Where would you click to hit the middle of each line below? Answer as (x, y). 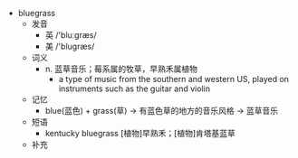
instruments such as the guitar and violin (135, 88)
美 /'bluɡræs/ (70, 46)
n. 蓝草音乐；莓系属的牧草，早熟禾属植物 (121, 69)
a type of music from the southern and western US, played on (174, 79)
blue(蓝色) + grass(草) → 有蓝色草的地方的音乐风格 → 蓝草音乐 (162, 111)
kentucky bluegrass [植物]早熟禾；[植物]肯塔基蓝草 (140, 133)
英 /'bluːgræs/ (71, 35)
